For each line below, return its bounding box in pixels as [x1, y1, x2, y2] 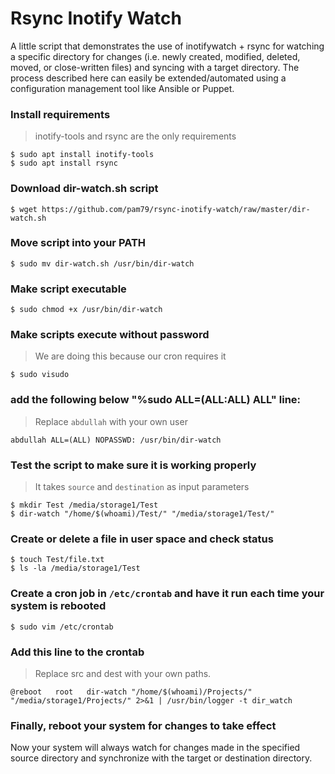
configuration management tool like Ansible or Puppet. [10, 82, 235, 94]
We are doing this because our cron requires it [34, 350, 227, 362]
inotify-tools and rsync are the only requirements [34, 130, 237, 142]
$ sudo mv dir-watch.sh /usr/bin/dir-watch [10, 258, 195, 269]
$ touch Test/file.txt [10, 555, 105, 565]
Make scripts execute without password [10, 328, 210, 342]
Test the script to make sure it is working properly [10, 458, 257, 472]
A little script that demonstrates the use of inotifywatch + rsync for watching [10, 40, 325, 52]
